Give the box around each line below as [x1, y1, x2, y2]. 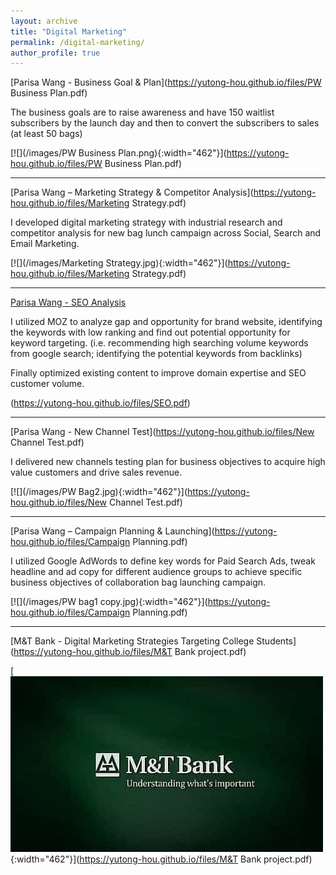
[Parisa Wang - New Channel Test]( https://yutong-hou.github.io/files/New [10, 426, 315, 438]
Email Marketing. [10, 238, 80, 250]
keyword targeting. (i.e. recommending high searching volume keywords [10, 337, 309, 349]
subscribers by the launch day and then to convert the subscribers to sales [10, 117, 320, 129]
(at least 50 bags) [10, 128, 83, 140]
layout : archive [10, 16, 78, 26]
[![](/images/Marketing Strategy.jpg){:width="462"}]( [10, 257, 228, 269]
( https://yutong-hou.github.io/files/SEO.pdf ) [10, 397, 191, 409]
